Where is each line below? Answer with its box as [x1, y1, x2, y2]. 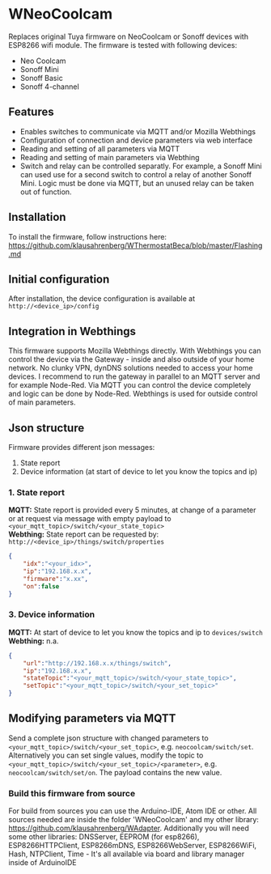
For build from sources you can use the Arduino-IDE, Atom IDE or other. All [8, 806, 257, 816]
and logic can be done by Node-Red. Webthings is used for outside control [8, 389, 258, 399]
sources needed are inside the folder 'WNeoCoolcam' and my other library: [8, 815, 259, 825]
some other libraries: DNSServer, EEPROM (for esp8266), [8, 832, 200, 842]
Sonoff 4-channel [19, 82, 79, 91]
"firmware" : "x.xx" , [23, 575, 89, 583]
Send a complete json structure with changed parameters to [8, 733, 209, 743]
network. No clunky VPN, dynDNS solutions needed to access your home [8, 363, 253, 373]
